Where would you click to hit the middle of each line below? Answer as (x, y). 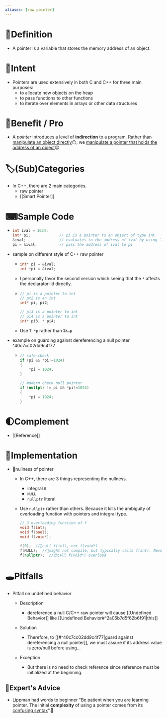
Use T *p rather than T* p (46, 330)
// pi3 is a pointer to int (49, 312)
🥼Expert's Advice (33, 688)
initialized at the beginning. (55, 672)
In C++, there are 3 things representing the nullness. (73, 479)
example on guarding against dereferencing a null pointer (71, 340)
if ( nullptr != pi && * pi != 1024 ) (54, 388)
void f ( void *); (35, 537)
